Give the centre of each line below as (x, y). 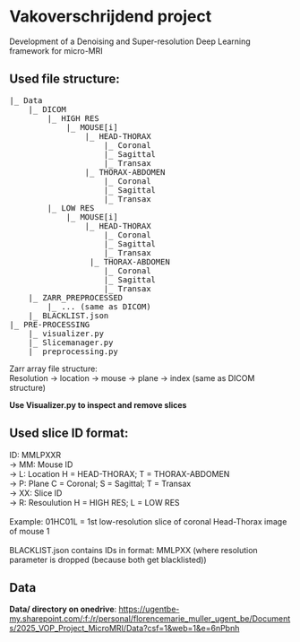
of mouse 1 (30, 531)
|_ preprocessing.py (73, 351)
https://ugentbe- (149, 609)
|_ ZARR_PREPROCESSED (76, 297)
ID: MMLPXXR (35, 455)
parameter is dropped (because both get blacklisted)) (108, 560)
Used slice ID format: (69, 434)
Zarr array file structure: (54, 369)
